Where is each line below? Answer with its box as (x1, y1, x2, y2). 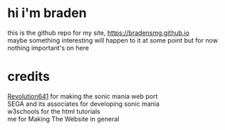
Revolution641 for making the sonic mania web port (7, 92, 158, 100)
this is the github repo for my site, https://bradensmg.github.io (7, 28, 190, 37)
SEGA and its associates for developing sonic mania (7, 99, 160, 108)
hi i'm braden (7, 5, 87, 21)
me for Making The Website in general (7, 114, 120, 123)
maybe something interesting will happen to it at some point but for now (7, 36, 219, 44)
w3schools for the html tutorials (7, 107, 101, 115)
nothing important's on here (7, 43, 89, 52)
